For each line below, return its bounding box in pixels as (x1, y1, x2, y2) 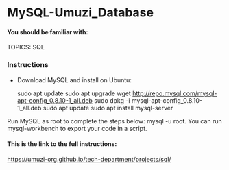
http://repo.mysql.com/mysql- (132, 89, 217, 97)
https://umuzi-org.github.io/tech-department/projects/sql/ (7, 155, 171, 163)
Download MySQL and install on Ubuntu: (16, 75, 132, 84)
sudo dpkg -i (93, 96, 130, 104)
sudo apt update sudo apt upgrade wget (16, 89, 132, 97)
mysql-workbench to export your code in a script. (7, 124, 147, 132)
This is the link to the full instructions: (7, 140, 117, 148)
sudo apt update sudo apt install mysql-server (43, 104, 173, 112)
